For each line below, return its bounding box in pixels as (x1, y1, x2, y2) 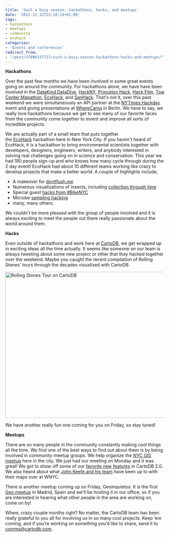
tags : (5, 17, 17, 22)
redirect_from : (5, 50, 37, 55)
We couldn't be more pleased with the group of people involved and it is (5, 210, 156, 216)
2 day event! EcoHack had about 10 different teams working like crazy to (5, 163, 156, 170)
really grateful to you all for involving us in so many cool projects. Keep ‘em (5, 515, 162, 521)
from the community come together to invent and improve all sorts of (5, 116, 149, 122)
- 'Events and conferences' (5, 45, 65, 50)
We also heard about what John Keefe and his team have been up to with (5, 469, 158, 475)
